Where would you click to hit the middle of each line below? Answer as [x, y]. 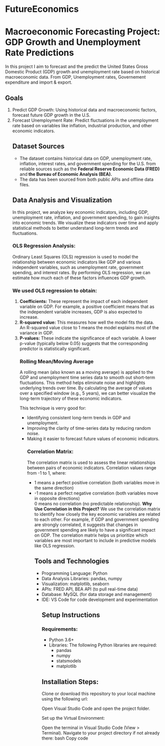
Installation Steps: [70, 682]
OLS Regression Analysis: [44, 246]
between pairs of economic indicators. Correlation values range [92, 468]
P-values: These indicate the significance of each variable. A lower [88, 338]
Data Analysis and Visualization [62, 200]
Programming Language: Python [74, 573]
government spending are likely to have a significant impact [95, 530]
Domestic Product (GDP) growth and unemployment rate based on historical [82, 72]
